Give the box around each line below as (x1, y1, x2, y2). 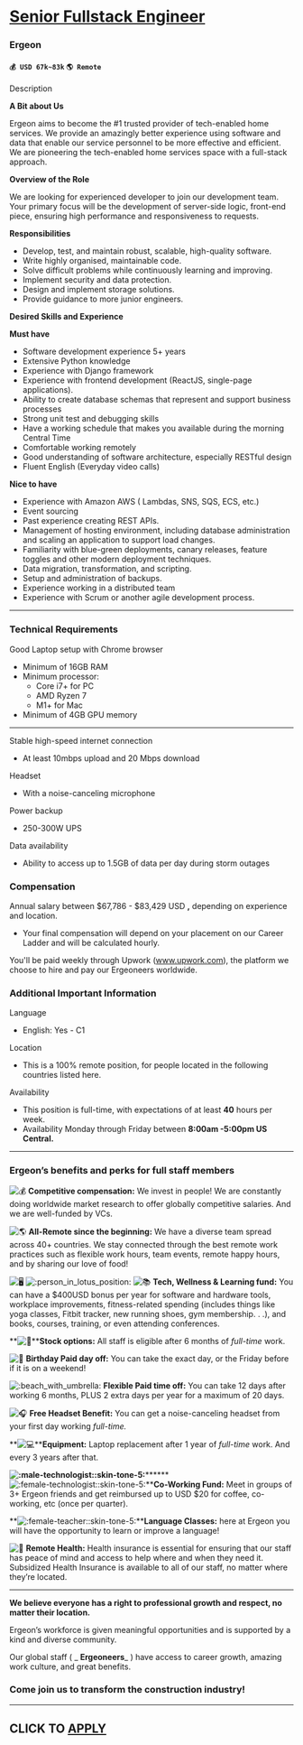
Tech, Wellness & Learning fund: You (152, 1276, 294, 1287)
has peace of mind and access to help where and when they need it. (9, 1552, 264, 1563)
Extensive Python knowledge (22, 356, 131, 367)
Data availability (9, 840, 69, 850)
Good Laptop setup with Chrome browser (9, 644, 164, 654)
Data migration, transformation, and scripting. (22, 563, 192, 574)
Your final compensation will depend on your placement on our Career (22, 927, 284, 938)
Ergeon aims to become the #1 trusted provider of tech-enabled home (9, 118, 269, 129)
